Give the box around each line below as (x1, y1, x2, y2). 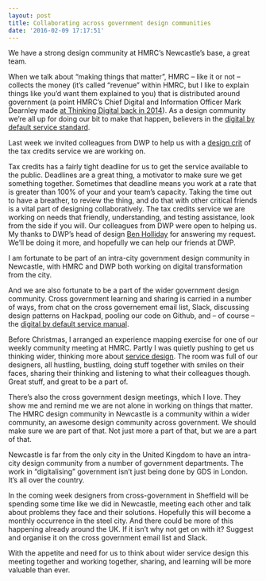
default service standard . (8, 122, 91, 132)
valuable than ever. (8, 565, 71, 575)
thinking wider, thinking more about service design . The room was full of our (8, 351, 258, 362)
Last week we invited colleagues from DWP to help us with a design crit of (8, 138, 252, 148)
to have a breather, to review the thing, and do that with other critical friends (8, 196, 258, 205)
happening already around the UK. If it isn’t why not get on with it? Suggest (8, 525, 254, 534)
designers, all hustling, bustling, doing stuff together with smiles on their (8, 360, 245, 370)
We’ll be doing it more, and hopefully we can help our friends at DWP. (8, 238, 236, 247)
